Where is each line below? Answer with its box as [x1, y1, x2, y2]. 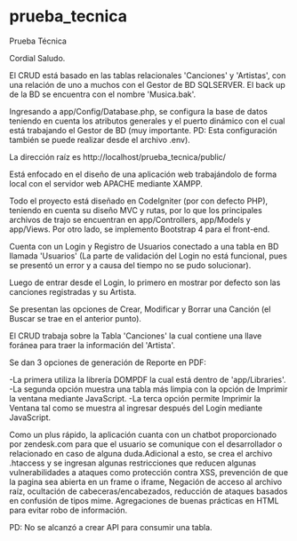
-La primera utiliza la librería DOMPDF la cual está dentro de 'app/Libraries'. [9, 374, 286, 385]
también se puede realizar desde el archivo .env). [9, 134, 191, 145]
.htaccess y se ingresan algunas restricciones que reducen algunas [9, 457, 256, 468]
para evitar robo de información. [9, 505, 128, 515]
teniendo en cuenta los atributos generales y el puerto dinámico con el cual [9, 115, 285, 126]
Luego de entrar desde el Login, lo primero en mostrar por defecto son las [9, 277, 281, 288]
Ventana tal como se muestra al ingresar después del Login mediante [9, 402, 263, 413]
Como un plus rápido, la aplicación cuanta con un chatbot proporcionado [9, 429, 277, 440]
